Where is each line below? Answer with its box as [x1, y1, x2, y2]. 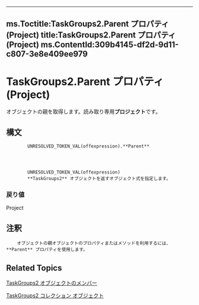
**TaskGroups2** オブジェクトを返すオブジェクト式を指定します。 [27, 176, 171, 182]
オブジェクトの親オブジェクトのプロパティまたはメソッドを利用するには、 [17, 240, 171, 247]
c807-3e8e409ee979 [6, 49, 88, 59]
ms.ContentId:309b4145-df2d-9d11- [40, 40, 179, 50]
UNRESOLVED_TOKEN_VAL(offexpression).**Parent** [27, 143, 150, 149]
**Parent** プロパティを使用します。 [6, 247, 88, 253]
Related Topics [6, 263, 62, 273]
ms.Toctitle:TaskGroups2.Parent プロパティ [6, 19, 169, 29]
